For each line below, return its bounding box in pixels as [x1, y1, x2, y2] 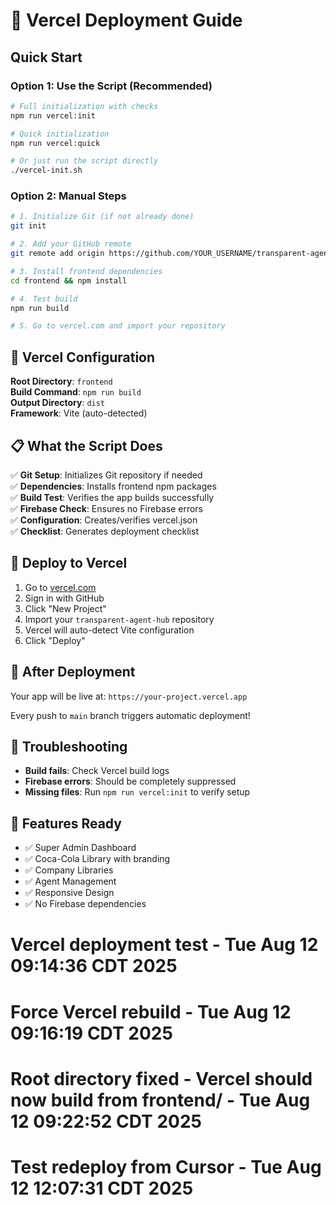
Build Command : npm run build [10, 386, 142, 398]
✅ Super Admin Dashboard [24, 842, 137, 854]
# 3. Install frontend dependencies [10, 266, 163, 276]
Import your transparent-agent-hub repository [24, 613, 215, 625]
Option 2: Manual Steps [10, 189, 127, 203]
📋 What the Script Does [10, 437, 163, 454]
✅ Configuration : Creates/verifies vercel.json [10, 514, 198, 526]
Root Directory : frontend [10, 375, 113, 388]
